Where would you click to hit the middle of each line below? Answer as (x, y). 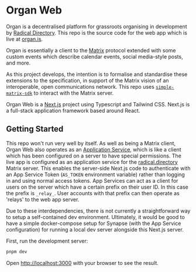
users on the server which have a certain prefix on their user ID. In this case (97, 187)
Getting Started (35, 129)
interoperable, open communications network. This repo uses (80, 86)
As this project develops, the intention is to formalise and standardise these (97, 74)
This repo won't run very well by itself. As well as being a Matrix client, (91, 143)
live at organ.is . (24, 39)
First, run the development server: (47, 241)
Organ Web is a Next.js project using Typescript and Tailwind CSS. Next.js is (98, 104)
